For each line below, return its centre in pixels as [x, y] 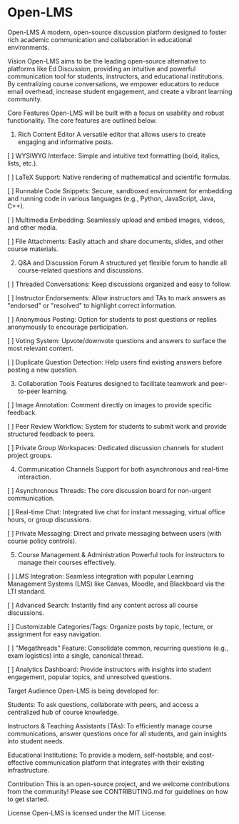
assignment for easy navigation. [55, 634]
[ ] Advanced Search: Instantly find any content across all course [103, 605]
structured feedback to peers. [51, 434]
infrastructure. [29, 770]
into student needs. [36, 741]
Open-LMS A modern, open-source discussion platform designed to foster [117, 32]
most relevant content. [40, 348]
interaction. [34, 477]
